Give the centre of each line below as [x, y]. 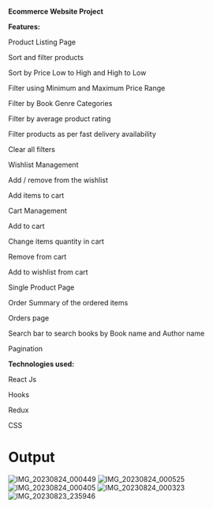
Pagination [26, 349]
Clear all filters [32, 149]
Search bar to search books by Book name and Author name [106, 333]
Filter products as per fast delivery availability [82, 134]
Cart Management [37, 210]
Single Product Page [41, 287]
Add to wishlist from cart [48, 272]
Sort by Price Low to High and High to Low [77, 73]
